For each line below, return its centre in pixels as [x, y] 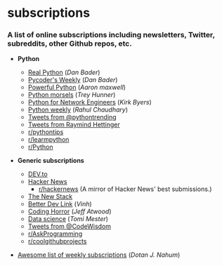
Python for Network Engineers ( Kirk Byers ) [90, 102]
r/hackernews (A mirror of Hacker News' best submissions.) [125, 189]
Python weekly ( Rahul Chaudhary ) [78, 109]
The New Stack [50, 197]
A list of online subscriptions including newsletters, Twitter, [111, 35]
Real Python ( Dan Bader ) [64, 72]
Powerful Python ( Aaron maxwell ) [77, 87]
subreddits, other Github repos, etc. [70, 44]
